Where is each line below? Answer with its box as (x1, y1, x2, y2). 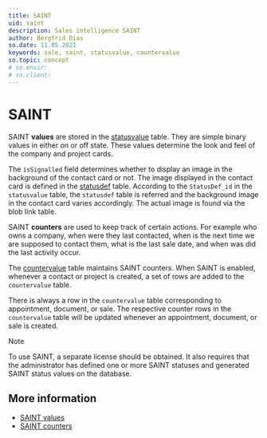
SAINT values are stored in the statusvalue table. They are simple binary (8, 132, 247, 141)
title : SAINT (8, 11, 52, 20)
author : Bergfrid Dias (8, 34, 84, 42)
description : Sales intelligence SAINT (8, 26, 141, 34)
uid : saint (8, 19, 45, 27)
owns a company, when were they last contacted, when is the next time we (8, 231, 255, 240)
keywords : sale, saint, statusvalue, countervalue (8, 49, 180, 57)
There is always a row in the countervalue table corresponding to (8, 295, 222, 305)
